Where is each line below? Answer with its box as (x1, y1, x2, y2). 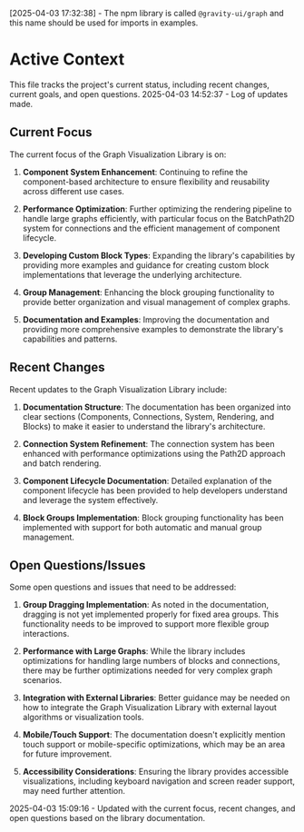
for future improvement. (22, 748, 113, 759)
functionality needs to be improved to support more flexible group (22, 619, 270, 629)
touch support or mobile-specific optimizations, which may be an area (22, 739, 286, 750)
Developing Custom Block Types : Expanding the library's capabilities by (22, 250, 296, 261)
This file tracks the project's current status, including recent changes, (9, 79, 270, 90)
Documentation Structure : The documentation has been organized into (22, 401, 291, 412)
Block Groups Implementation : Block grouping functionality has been (22, 512, 284, 523)
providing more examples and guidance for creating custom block (22, 259, 270, 271)
